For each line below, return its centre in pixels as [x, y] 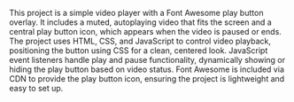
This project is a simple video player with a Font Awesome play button [136, 13]
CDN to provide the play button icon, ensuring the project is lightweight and [147, 78]
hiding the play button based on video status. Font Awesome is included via [147, 69]
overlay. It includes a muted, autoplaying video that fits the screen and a [140, 22]
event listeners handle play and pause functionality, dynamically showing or [147, 60]
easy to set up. [36, 88]
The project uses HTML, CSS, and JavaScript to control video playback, [140, 41]
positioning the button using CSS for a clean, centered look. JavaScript [139, 51]
